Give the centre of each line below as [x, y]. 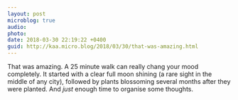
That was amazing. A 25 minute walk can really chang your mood [103, 67]
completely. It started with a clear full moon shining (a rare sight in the [110, 74]
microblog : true [31, 20]
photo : [17, 33]
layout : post [27, 14]
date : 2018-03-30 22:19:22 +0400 [57, 40]
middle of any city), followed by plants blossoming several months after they [119, 81]
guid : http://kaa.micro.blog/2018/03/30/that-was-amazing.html [103, 46]
